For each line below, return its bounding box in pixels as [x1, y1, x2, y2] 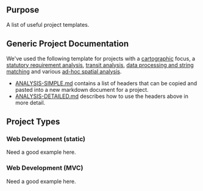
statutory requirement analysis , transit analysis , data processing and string [6, 61, 194, 69]
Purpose [6, 5, 40, 15]
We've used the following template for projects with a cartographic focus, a [6, 55, 196, 62]
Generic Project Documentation [6, 39, 129, 49]
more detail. [15, 99, 46, 106]
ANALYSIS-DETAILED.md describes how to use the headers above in [15, 92, 189, 100]
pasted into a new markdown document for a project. [15, 86, 149, 93]
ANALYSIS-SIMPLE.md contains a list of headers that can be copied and [15, 79, 198, 87]
